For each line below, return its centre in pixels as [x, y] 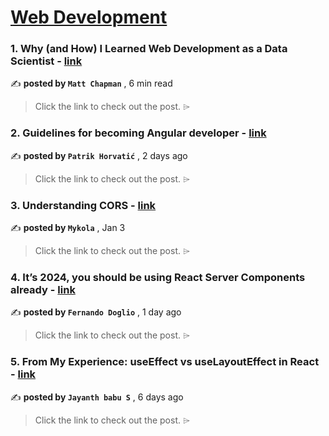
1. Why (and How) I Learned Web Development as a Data [149, 49]
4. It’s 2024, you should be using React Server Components [158, 277]
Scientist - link [46, 61]
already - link [43, 289]
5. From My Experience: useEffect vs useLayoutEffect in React [165, 362]
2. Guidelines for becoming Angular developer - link [138, 133]
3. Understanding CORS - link [83, 205]
